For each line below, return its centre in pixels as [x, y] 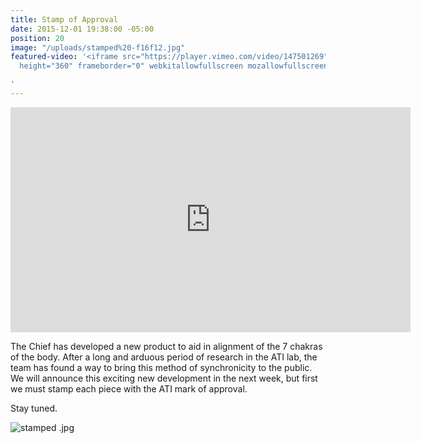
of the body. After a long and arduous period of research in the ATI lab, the [164, 357]
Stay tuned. [34, 408]
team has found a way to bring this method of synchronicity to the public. [161, 367]
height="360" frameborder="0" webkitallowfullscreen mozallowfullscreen [174, 66]
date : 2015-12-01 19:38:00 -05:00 [82, 29]
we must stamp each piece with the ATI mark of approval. [129, 388]
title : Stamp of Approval [64, 19]
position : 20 [37, 38]
